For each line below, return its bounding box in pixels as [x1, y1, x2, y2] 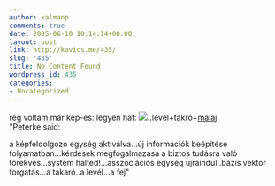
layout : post [9, 37, 57, 47]
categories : [9, 78, 53, 87]
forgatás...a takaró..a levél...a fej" [9, 167, 130, 177]
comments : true [9, 21, 65, 30]
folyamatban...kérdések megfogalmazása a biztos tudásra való [9, 147, 238, 159]
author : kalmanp [9, 12, 69, 22]
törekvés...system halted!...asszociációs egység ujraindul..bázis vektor [9, 157, 267, 167]
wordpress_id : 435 [9, 71, 77, 79]
